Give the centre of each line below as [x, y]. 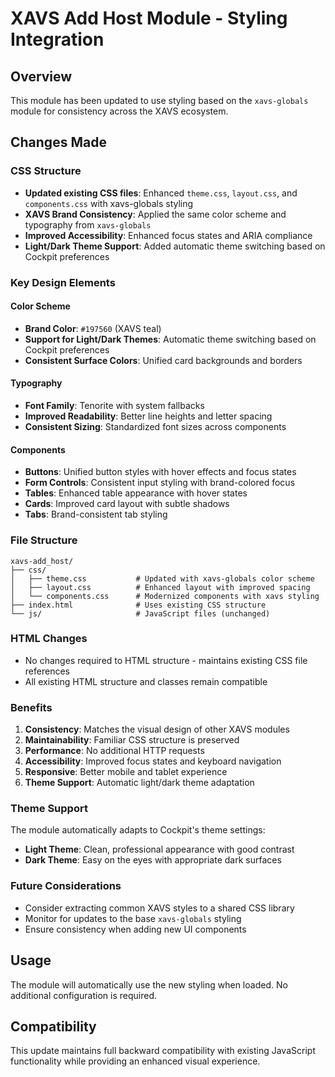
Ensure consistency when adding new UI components [135, 929]
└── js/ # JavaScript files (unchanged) [140, 613]
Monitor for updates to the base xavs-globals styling [133, 918]
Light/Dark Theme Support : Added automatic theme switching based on [175, 246]
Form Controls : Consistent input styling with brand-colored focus [160, 483]
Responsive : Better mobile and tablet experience [126, 772]
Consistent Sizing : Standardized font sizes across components [155, 427]
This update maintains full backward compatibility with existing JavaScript [163, 1051]
